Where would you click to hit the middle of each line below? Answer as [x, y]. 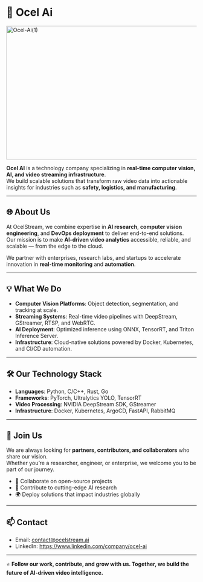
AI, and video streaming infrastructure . [56, 174]
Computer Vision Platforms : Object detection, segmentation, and [97, 303]
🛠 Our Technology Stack [54, 374]
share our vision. [27, 457]
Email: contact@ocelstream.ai [52, 540]
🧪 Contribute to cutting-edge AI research [66, 488]
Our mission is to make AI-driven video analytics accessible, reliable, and [99, 239]
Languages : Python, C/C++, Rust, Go [62, 392]
